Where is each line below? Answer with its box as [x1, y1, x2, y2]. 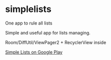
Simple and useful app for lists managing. [5, 29, 91, 35]
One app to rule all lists [5, 20, 52, 26]
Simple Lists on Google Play [5, 49, 62, 55]
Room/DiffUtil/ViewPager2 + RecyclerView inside [5, 39, 106, 45]
